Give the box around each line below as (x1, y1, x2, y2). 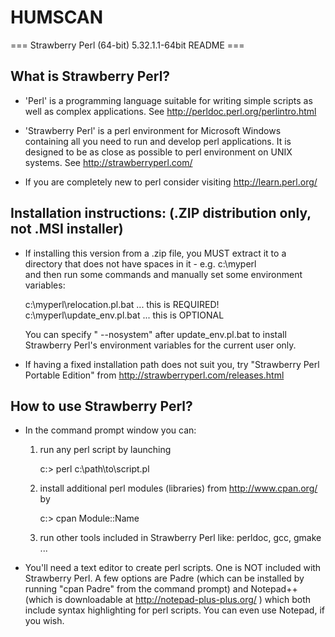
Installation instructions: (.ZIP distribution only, (10, 205, 312, 222)
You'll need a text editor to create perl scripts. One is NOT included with (24, 562, 322, 574)
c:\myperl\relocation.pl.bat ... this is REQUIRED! (24, 298, 220, 310)
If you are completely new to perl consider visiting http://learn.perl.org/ (24, 176, 318, 188)
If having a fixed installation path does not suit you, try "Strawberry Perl (24, 358, 320, 370)
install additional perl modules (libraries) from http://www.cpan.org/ (39, 482, 318, 495)
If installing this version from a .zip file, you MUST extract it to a (24, 247, 287, 259)
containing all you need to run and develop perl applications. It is (24, 135, 292, 147)
